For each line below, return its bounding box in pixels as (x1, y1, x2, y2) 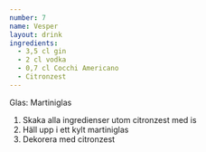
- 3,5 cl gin (17, 47, 67, 56)
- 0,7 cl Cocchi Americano (17, 64, 119, 73)
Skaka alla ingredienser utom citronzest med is (22, 114, 197, 125)
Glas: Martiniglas (9, 97, 72, 108)
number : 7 (9, 13, 47, 23)
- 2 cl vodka (17, 55, 67, 64)
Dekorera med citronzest (22, 133, 116, 145)
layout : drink (9, 30, 63, 39)
